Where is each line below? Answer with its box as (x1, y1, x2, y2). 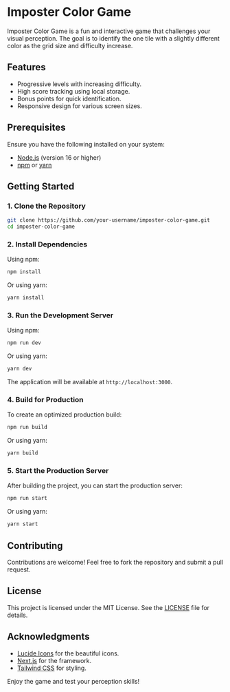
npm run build (7, 424, 48, 431)
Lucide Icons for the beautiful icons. (16, 649, 119, 658)
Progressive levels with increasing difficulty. (16, 80, 142, 88)
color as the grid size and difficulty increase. (7, 41, 133, 50)
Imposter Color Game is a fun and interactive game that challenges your (7, 27, 211, 35)
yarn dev (7, 366, 32, 373)
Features (7, 61, 46, 73)
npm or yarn (16, 160, 52, 169)
